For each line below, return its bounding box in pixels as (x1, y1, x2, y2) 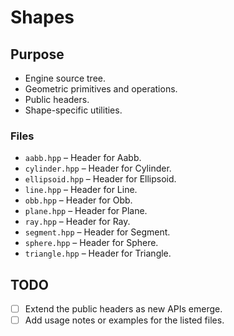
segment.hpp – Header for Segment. (24, 226, 171, 238)
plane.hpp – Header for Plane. (24, 205, 148, 217)
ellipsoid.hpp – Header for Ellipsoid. (24, 173, 177, 185)
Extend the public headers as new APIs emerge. (24, 303, 223, 315)
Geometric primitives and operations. (24, 83, 178, 95)
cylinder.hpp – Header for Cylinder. (24, 162, 172, 175)
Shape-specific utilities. (24, 104, 123, 116)
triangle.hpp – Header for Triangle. (24, 247, 172, 260)
